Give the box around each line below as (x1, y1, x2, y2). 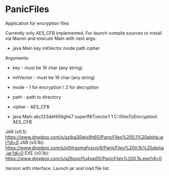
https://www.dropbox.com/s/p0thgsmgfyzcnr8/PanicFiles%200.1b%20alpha (5, 145, 164, 151)
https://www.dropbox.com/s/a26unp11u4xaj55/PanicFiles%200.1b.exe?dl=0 (5, 155, 162, 161)
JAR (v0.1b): (20, 139, 45, 145)
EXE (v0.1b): (24, 150, 49, 156)
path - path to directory (12, 94, 61, 100)
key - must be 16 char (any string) (12, 65, 83, 71)
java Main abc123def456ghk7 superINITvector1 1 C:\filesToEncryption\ (12, 113, 157, 120)
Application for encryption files (5, 20, 69, 26)
